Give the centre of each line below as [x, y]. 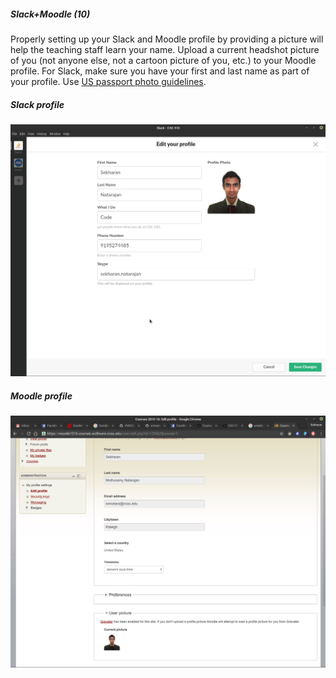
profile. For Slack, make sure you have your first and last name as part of [160, 71]
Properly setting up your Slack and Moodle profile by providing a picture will [167, 39]
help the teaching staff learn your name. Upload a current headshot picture [165, 49]
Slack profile [37, 104]
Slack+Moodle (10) [50, 14]
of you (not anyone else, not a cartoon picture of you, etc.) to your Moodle [163, 60]
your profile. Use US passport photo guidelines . [108, 81]
